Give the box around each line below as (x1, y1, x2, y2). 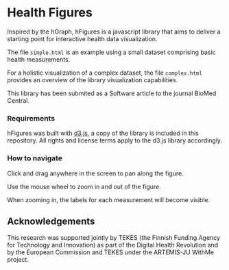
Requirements (7, 113, 56, 123)
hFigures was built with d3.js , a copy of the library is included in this (7, 129, 199, 138)
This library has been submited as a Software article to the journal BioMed (7, 89, 217, 97)
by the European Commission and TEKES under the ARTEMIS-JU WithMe (7, 248, 215, 256)
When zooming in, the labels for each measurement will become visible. (7, 195, 210, 204)
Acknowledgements (7, 215, 95, 227)
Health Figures (7, 5, 93, 21)
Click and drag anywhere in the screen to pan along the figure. (7, 169, 184, 177)
